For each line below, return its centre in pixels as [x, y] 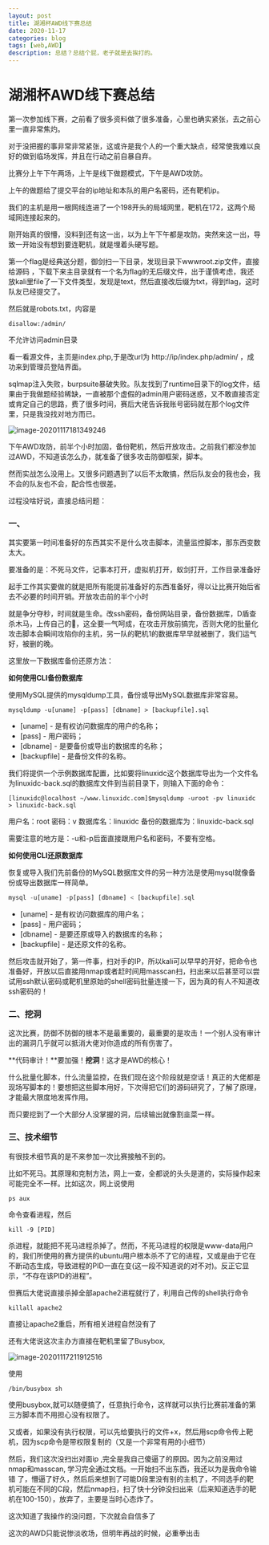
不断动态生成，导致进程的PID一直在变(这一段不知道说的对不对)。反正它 [125, 1266]
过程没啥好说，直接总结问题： [57, 500]
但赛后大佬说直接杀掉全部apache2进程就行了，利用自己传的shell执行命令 [129, 1292]
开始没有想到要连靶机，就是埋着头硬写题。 [92, 244]
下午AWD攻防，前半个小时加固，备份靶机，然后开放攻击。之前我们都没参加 [132, 446]
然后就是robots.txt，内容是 [52, 308]
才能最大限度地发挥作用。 [50, 1097]
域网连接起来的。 [36, 217]
